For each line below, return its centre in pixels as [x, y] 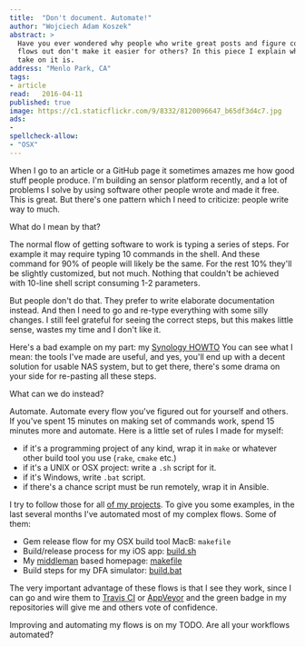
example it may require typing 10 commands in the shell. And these [135, 254]
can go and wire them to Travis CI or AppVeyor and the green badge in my [148, 597]
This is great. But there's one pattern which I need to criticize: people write [149, 199]
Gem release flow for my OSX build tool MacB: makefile [127, 541]
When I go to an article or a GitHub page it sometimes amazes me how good [152, 170]
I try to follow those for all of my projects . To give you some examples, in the [152, 504]
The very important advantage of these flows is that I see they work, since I [151, 588]
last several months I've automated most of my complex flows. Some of [143, 513]
